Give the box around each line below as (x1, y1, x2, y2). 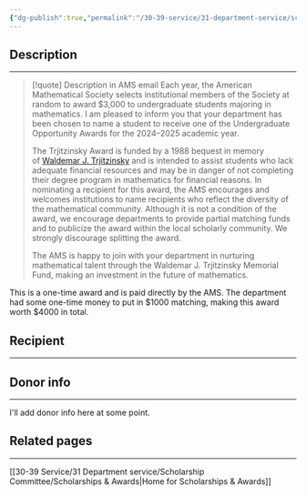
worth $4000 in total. (9, 307, 89, 318)
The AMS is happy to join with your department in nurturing (31, 250, 255, 261)
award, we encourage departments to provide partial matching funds (31, 213, 291, 224)
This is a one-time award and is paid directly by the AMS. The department (9, 288, 287, 299)
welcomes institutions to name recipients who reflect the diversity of (31, 194, 290, 205)
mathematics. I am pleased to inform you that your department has (31, 108, 282, 119)
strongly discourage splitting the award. (31, 233, 182, 244)
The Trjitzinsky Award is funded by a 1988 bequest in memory (31, 146, 265, 157)
